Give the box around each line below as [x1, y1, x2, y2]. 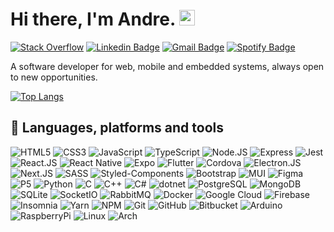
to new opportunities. [10, 71, 98, 83]
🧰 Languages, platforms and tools [10, 119, 225, 137]
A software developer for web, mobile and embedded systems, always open [10, 60, 325, 72]
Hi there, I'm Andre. [10, 8, 176, 31]
